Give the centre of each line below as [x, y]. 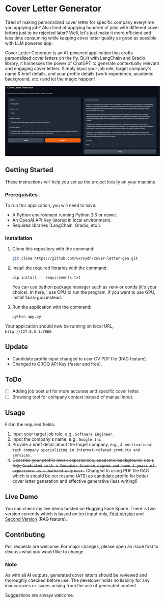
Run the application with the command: [52, 307]
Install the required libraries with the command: [60, 268]
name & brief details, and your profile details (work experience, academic [79, 73]
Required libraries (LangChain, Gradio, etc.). [57, 225]
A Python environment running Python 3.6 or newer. [65, 214]
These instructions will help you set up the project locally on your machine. [81, 182]
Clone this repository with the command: [53, 249]
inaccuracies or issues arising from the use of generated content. [71, 586]
